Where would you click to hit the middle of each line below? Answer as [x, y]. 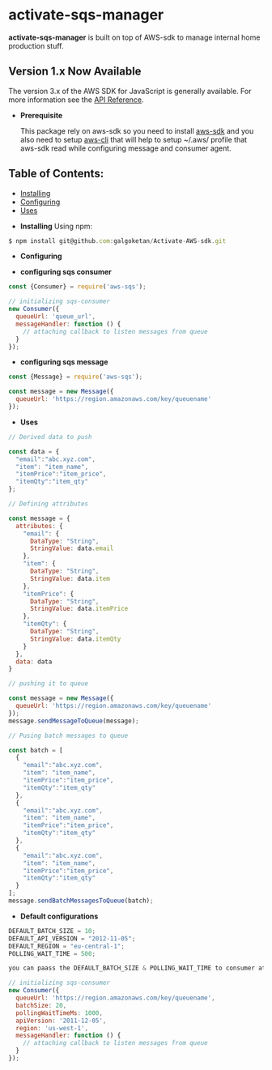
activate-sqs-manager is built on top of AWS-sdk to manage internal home [134, 37]
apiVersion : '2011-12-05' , [61, 1021]
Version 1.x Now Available [75, 72]
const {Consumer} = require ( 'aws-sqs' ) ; [78, 287]
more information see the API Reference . [76, 100]
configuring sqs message [64, 362]
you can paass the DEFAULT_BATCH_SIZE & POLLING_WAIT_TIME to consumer [132, 968]
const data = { [34, 451]
